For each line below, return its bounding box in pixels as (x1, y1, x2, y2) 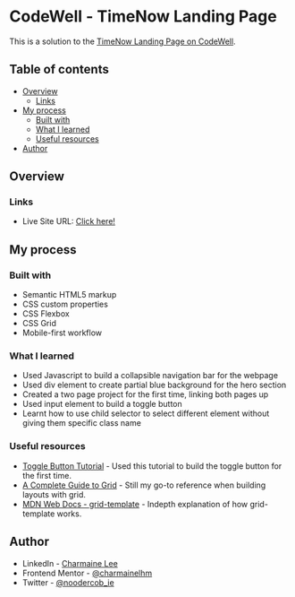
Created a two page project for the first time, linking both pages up (21, 389, 269, 400)
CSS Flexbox (21, 308, 70, 319)
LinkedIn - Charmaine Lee (21, 558, 118, 568)
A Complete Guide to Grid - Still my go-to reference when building (21, 480, 266, 490)
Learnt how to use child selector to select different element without (21, 408, 270, 419)
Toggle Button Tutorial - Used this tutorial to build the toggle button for (21, 460, 282, 472)
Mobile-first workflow (21, 327, 103, 338)
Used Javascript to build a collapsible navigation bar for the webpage (21, 370, 279, 381)
